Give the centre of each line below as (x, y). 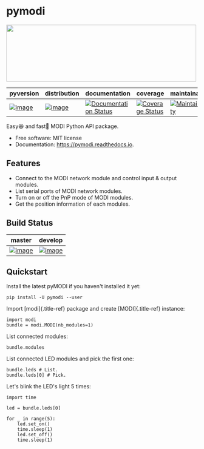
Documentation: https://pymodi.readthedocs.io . (74, 144)
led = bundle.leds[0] (34, 408)
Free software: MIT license (48, 138)
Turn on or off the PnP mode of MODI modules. (74, 197)
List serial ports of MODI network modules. (69, 191)
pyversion (24, 93)
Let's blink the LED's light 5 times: (49, 387)
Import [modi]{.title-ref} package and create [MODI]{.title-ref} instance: (96, 309)
